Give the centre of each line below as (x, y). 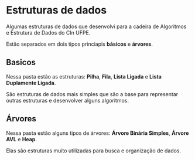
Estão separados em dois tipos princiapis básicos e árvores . (80, 44)
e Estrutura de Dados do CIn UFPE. (48, 32)
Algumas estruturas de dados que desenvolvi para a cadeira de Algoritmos (96, 26)
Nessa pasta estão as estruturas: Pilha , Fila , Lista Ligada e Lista (84, 76)
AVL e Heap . (21, 139)
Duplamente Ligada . (31, 83)
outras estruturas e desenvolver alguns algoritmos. (67, 100)
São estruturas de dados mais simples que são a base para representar (92, 94)
